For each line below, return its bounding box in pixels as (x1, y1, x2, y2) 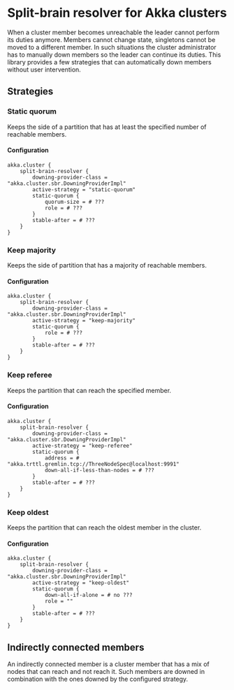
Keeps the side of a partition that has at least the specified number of (7, 123, 207, 131)
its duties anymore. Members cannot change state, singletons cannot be (7, 35, 216, 43)
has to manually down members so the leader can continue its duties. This (7, 50, 221, 59)
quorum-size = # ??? (44, 198, 105, 205)
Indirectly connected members (7, 641, 145, 653)
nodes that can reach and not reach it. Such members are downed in (7, 668, 205, 676)
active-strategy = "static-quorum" (32, 186, 136, 193)
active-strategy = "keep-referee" (32, 442, 133, 449)
